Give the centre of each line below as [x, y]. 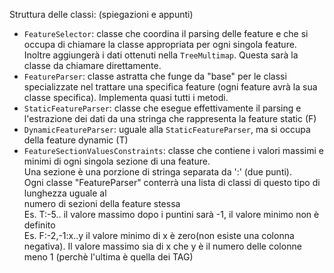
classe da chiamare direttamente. [92, 65]
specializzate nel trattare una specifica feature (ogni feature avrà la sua [170, 87]
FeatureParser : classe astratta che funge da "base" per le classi [155, 76]
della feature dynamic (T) [76, 140]
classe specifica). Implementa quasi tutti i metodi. [126, 97]
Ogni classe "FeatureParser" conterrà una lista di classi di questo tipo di [172, 182]
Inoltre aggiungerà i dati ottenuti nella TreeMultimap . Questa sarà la [161, 55]
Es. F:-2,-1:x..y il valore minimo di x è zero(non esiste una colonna [159, 235]
